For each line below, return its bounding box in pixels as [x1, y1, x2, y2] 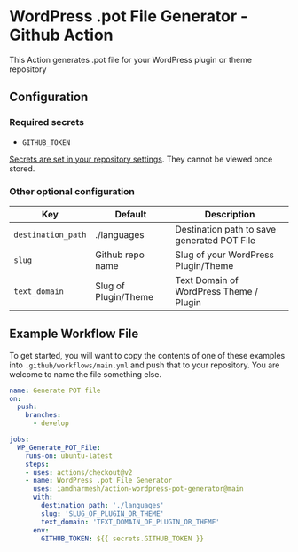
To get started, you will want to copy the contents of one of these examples [9, 350, 286, 360]
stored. [9, 162, 35, 174]
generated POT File [175, 233, 255, 246]
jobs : [9, 435, 29, 445]
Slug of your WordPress [175, 248, 275, 261]
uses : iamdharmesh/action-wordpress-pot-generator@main [32, 485, 244, 493]
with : [32, 493, 53, 502]
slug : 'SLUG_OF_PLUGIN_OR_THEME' [41, 509, 165, 518]
